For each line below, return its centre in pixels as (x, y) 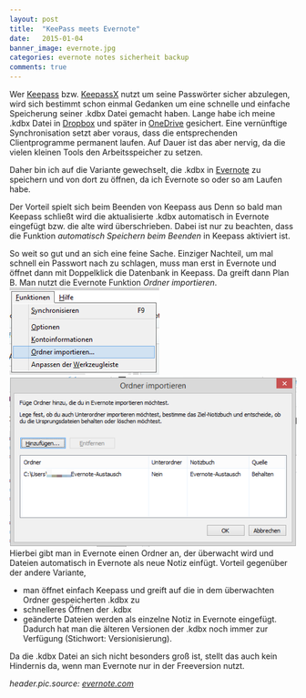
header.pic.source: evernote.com (71, 683)
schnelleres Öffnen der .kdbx (77, 609)
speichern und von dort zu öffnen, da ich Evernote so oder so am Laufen (146, 179)
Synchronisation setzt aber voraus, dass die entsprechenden (124, 133)
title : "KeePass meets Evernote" (75, 29)
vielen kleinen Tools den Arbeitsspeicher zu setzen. (106, 152)
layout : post (34, 19)
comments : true (38, 67)
